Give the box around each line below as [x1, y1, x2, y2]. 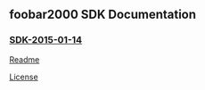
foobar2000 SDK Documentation [9, 7, 197, 22]
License [9, 71, 38, 82]
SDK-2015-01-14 [9, 34, 83, 46]
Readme [9, 53, 40, 65]
